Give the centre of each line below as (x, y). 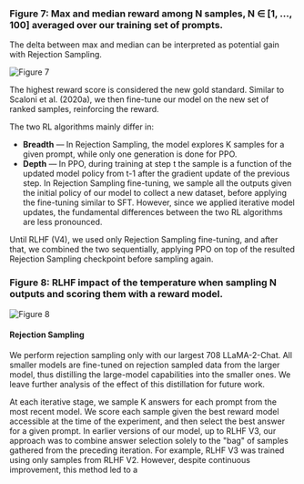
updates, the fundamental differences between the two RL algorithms (153, 212)
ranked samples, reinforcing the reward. (84, 109)
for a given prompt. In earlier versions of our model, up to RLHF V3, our (143, 430)
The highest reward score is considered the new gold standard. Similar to (147, 90)
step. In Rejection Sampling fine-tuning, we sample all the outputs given (157, 183)
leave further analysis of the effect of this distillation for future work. (137, 384)
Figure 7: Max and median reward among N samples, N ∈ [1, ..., (151, 14)
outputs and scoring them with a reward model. (116, 294)
